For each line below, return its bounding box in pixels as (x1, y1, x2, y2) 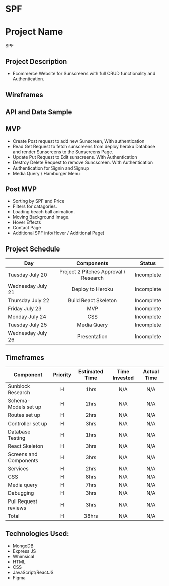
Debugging (8, 489, 34, 496)
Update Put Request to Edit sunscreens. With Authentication (12, 154, 137, 160)
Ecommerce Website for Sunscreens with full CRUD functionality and (12, 70, 156, 76)
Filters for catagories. (12, 203, 57, 209)
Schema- (8, 397, 31, 404)
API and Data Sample (5, 108, 72, 116)
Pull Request (8, 497, 38, 505)
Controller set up (8, 420, 48, 427)
